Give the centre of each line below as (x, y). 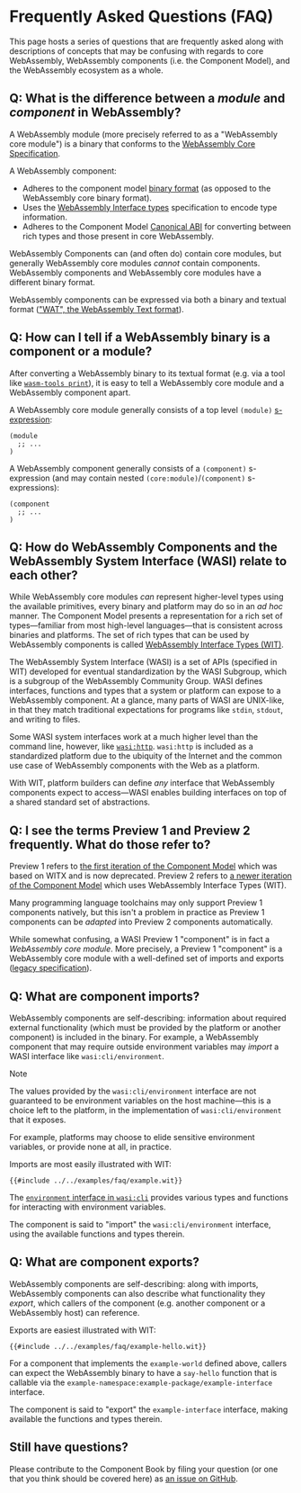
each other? (44, 575)
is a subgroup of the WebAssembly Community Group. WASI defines (136, 681)
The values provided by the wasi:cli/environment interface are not (133, 1091)
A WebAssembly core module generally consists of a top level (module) (141, 409)
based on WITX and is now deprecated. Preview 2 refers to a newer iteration (150, 876)
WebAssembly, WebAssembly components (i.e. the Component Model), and (150, 60)
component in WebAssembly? (95, 113)
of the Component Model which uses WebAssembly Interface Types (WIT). (148, 886)
